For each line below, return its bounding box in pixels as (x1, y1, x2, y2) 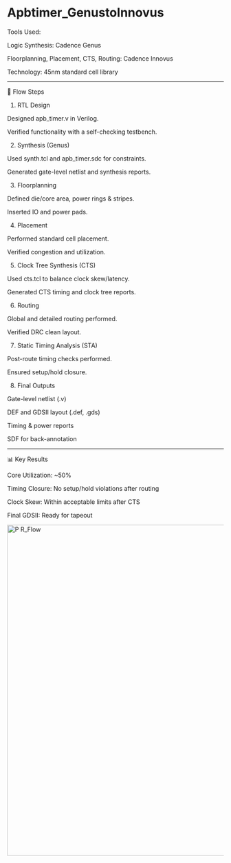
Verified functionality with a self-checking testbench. (7, 128, 157, 136)
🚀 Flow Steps (7, 88, 45, 96)
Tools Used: (7, 28, 41, 36)
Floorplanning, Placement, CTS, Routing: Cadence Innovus (7, 54, 173, 63)
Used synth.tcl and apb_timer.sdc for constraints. (7, 154, 146, 163)
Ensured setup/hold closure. (7, 367, 87, 376)
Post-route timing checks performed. (7, 354, 112, 363)
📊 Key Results (7, 455, 48, 463)
